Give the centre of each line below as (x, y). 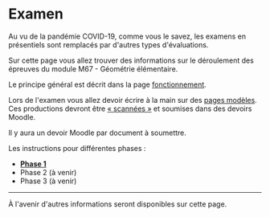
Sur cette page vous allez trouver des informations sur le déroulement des (131, 60)
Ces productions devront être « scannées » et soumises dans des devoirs (130, 108)
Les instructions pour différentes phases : (77, 148)
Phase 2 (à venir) (48, 172)
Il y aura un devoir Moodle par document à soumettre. (98, 133)
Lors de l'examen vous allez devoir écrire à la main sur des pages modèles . (133, 100)
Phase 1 (33, 164)
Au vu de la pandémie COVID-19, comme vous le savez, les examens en (127, 36)
